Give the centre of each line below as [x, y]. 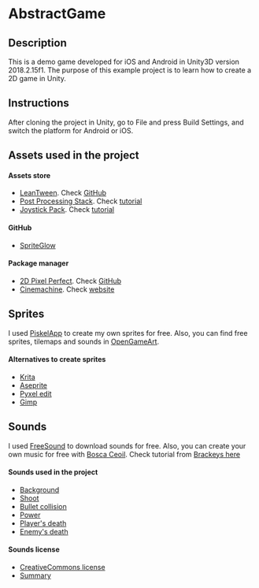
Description [37, 43]
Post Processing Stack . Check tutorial [81, 201]
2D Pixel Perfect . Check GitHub [70, 281]
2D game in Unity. [37, 78]
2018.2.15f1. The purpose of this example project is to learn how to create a [130, 70]
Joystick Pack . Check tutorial [67, 210]
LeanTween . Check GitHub [63, 193]
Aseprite [33, 385]
